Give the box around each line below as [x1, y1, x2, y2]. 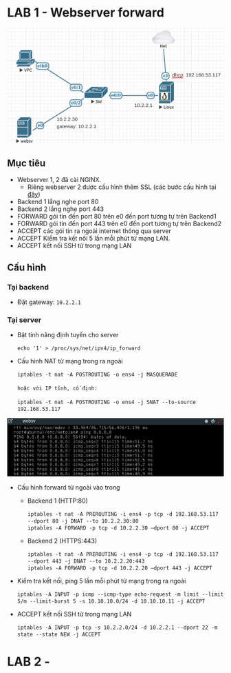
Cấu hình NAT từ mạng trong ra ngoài [16, 357, 123, 365]
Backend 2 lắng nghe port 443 [16, 205, 104, 213]
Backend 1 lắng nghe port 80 [16, 198, 99, 206]
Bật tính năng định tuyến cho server [16, 331, 119, 339]
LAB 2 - [7, 654, 50, 670]
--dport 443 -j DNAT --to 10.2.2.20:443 [27, 557, 145, 565]
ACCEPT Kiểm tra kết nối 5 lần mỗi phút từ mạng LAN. [16, 234, 170, 243]
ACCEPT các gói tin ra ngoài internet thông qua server [16, 227, 172, 235]
